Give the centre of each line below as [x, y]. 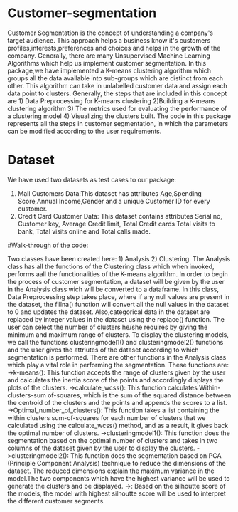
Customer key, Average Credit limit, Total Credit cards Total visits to [116, 224]
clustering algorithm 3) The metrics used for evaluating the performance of [117, 108]
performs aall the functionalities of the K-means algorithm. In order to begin [118, 274]
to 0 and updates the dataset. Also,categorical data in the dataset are [109, 312]
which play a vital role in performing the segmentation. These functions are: [118, 365]
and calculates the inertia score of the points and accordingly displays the [115, 380]
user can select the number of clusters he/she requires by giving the [108, 327]
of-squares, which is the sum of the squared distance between [139, 395]
